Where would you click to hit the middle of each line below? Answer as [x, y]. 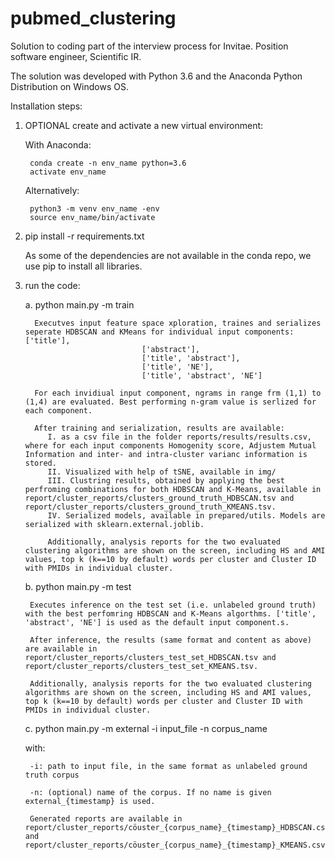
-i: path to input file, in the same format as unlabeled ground [168, 766]
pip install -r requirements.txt [84, 236]
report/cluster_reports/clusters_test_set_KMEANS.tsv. [141, 666]
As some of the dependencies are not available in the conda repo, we [168, 255]
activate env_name [68, 172]
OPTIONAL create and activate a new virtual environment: [144, 125]
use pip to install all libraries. [83, 266]
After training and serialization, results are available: [160, 428]
